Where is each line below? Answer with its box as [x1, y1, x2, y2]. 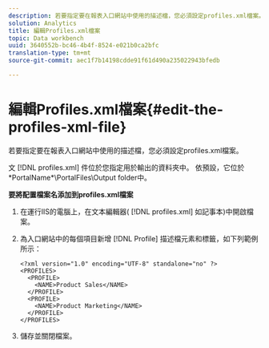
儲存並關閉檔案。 [19, 330, 77, 341]
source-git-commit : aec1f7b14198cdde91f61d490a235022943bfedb [8, 57, 220, 65]
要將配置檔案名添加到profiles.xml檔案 [8, 189, 134, 199]
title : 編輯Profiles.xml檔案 [8, 26, 101, 34]
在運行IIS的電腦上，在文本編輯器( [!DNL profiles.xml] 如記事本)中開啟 [19, 206, 247, 216]
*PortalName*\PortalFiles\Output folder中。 [8, 172, 152, 182]
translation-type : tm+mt [8, 49, 91, 57]
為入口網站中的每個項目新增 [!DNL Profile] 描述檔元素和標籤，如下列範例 [19, 233, 259, 243]
